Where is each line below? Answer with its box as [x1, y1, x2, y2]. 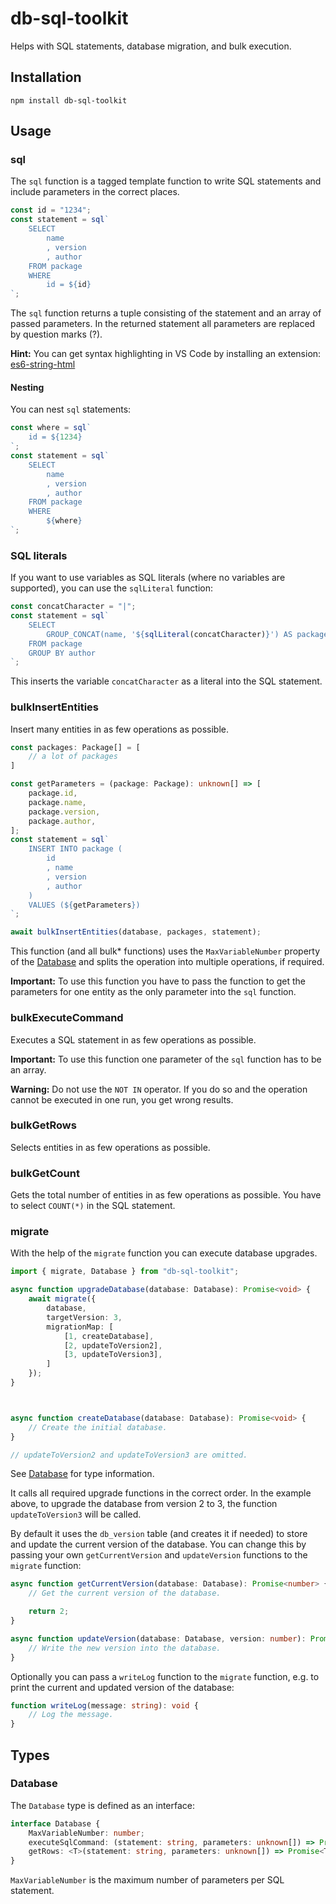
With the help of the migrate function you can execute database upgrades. [10, 1247, 318, 1259]
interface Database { [10, 1818, 101, 1829]
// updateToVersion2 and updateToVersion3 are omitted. [10, 1450, 248, 1460]
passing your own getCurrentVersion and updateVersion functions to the [10, 1549, 308, 1561]
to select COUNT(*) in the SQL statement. [10, 1200, 176, 1212]
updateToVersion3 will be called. [10, 1508, 142, 1521]
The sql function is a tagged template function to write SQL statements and [10, 175, 322, 187]
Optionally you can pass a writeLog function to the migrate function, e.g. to [10, 1670, 320, 1682]
